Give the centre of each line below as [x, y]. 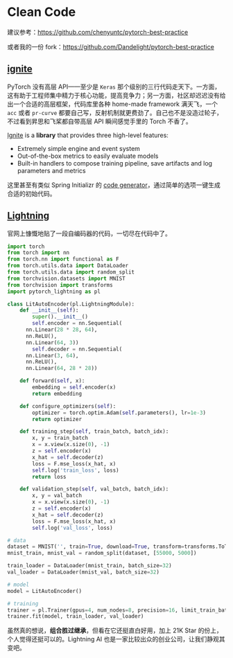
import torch [26, 247]
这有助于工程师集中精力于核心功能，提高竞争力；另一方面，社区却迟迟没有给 [116, 95]
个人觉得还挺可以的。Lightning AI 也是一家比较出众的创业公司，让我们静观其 [116, 639]
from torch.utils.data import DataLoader [68, 266]
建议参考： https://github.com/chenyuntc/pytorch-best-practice [98, 32]
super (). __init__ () [60, 317]
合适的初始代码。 [32, 193]
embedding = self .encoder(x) [74, 388]
